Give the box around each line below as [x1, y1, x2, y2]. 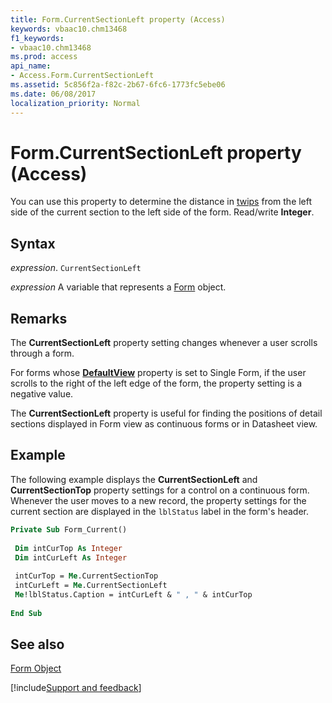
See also [10, 636, 65, 653]
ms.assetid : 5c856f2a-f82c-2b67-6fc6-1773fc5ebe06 [10, 80, 226, 90]
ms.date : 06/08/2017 [10, 89, 97, 99]
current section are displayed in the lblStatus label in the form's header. [10, 505, 309, 517]
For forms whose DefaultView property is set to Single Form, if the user [10, 367, 307, 379]
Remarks [10, 310, 68, 327]
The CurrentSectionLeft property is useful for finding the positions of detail [10, 407, 323, 420]
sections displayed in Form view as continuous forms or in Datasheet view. [10, 418, 318, 430]
